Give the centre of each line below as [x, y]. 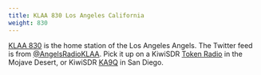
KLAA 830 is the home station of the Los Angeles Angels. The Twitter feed [130, 45]
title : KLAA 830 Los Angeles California [77, 15]
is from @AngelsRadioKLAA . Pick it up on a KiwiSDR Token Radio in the [126, 54]
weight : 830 [28, 23]
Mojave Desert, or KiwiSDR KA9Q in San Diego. [86, 62]
